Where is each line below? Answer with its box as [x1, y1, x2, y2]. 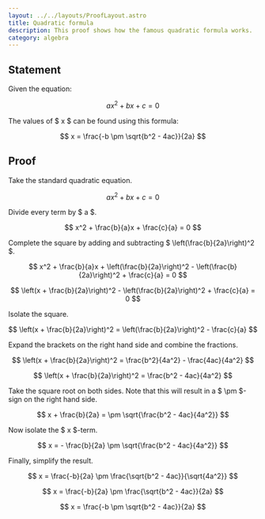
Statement [8, 63, 62, 76]
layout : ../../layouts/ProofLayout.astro [8, 11, 147, 20]
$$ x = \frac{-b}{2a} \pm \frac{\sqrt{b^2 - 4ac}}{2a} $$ [42, 487, 224, 496]
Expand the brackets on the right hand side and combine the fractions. [8, 340, 239, 349]
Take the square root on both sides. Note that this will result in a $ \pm [8, 386, 237, 396]
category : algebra [8, 33, 69, 42]
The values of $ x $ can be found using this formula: [8, 116, 180, 125]
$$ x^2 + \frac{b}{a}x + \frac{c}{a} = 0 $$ [64, 223, 202, 232]
